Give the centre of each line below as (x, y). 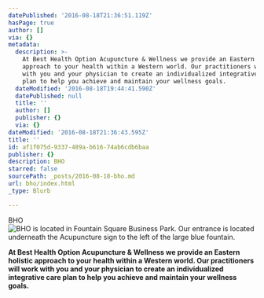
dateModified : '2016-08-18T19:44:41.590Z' (86, 88)
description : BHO (37, 162)
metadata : (24, 45)
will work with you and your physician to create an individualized (116, 269)
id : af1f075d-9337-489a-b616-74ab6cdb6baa (79, 147)
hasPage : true (31, 23)
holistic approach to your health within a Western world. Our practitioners (131, 260)
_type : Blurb (29, 191)
